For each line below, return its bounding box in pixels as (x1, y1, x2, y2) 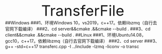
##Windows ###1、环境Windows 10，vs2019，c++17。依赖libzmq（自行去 (5, 20, 158, 25)
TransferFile (41, 1, 125, 20)
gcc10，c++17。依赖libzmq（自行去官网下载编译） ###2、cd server (5, 38, 144, 44)
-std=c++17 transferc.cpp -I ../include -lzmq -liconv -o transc (14, 44, 139, 49)
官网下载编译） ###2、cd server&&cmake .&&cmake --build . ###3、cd (5, 26, 151, 32)
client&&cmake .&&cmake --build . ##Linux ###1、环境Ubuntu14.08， (5, 32, 146, 37)
